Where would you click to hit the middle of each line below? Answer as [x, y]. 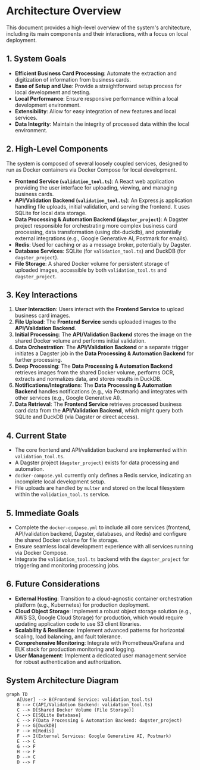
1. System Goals [36, 59]
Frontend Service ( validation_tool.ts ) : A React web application [94, 181]
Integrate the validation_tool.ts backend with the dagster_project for [102, 559]
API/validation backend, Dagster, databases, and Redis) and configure [101, 534]
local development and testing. [53, 92]
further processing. [38, 360]
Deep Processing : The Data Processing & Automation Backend [93, 366]
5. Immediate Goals [43, 513]
